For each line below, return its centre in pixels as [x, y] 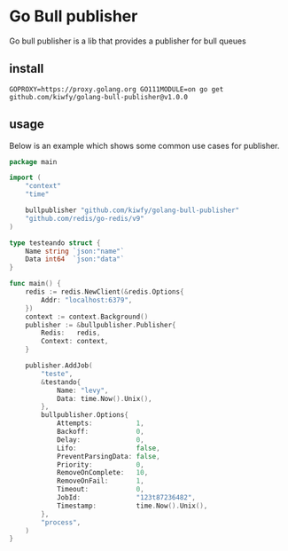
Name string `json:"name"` [75, 251]
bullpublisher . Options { [85, 415]
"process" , [61, 522]
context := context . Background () [87, 317]
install [27, 69]
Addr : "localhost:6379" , [87, 300]
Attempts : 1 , [100, 423]
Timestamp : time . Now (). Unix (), [132, 506]
